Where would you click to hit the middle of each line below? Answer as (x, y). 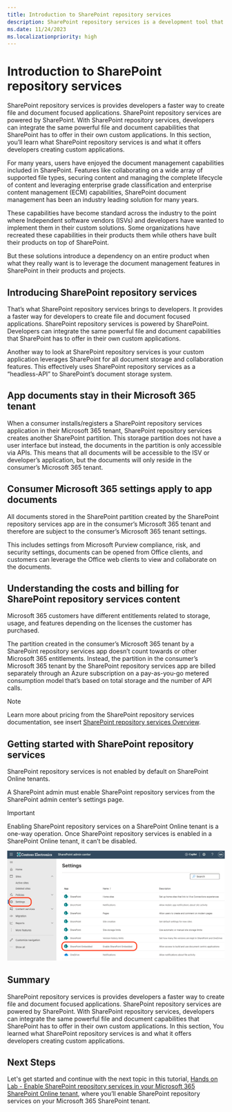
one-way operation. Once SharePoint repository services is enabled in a (109, 834)
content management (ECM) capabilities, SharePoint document (97, 192)
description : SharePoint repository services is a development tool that (116, 22)
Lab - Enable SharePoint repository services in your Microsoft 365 (101, 1086)
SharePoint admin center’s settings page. (66, 800)
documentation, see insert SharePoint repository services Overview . (104, 722)
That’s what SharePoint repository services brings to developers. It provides (115, 309)
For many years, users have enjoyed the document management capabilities (116, 163)
